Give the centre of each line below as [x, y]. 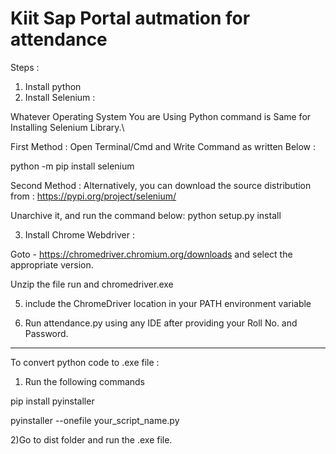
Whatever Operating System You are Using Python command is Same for [161, 116]
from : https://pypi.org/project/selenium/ [93, 196]
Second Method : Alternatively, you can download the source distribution [161, 185]
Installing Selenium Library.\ [67, 127]
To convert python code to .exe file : [85, 362]
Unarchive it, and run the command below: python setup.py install [146, 215]
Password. [46, 333]
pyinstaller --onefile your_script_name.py [95, 420]
